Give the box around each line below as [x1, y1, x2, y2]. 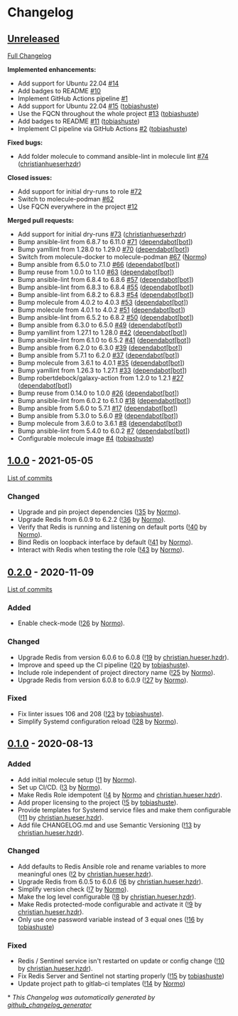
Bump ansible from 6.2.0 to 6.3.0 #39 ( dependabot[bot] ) [17, 343, 183, 352]
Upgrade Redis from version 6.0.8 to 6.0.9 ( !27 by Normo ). [17, 676, 188, 684]
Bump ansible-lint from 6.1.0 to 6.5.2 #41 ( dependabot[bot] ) [17, 336, 192, 344]
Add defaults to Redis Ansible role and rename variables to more [17, 862, 207, 871]
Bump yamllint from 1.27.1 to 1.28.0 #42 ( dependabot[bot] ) [17, 328, 188, 337]
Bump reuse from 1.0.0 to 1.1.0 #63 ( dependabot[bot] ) [17, 268, 175, 276]
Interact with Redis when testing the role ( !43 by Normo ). [17, 545, 185, 554]
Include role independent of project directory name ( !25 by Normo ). [17, 668, 215, 676]
